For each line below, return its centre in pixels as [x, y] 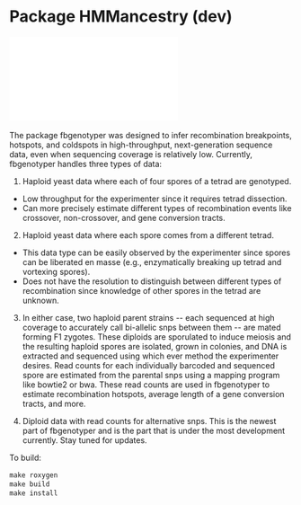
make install [34, 493]
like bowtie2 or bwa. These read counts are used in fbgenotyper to [146, 385]
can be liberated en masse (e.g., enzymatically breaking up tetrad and [152, 261]
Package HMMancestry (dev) [121, 17]
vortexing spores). [56, 271]
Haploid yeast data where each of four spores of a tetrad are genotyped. [157, 181]
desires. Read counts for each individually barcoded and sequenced [149, 365]
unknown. [41, 300]
